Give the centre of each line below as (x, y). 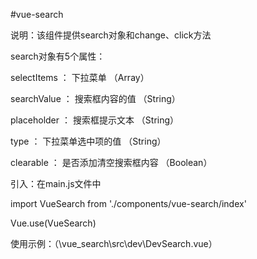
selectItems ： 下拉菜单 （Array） (80, 77)
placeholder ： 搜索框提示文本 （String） (95, 120)
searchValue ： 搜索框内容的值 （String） (95, 98)
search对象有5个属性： (58, 56)
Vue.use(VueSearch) (53, 223)
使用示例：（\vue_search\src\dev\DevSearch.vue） (114, 243)
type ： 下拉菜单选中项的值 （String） (88, 141)
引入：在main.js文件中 (56, 183)
